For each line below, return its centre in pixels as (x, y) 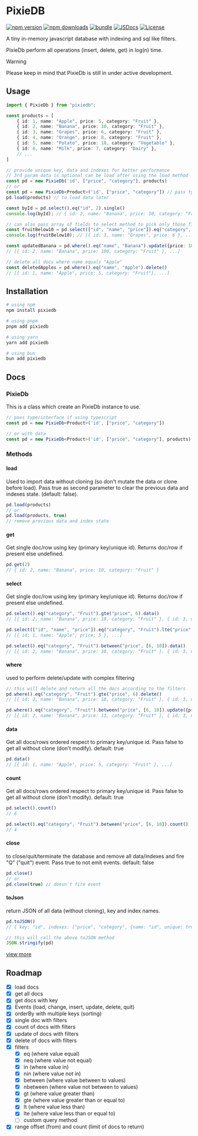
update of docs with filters (47, 1033)
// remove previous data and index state (58, 521)
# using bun (21, 353)
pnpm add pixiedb (27, 326)
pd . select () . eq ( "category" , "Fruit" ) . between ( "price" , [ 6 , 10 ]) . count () (97, 824)
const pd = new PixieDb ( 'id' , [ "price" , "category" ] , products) (87, 181)
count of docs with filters (45, 1027)
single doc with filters (41, 1020)
